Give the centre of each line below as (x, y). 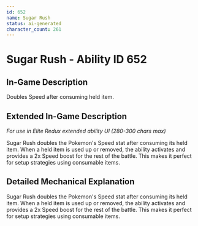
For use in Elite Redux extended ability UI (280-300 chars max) (86, 131)
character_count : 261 (34, 29)
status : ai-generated (34, 23)
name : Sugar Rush (29, 18)
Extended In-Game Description (67, 116)
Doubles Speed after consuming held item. (60, 97)
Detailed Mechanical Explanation (70, 182)
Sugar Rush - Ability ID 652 (77, 60)
